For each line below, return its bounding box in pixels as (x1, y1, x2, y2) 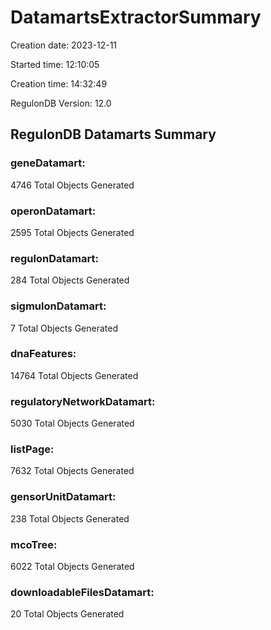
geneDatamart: (10, 156, 86, 170)
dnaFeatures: (10, 347, 77, 361)
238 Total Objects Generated (10, 512, 130, 525)
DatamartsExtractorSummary (10, 6, 262, 29)
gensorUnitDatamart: (10, 490, 117, 504)
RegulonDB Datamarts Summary (10, 126, 217, 143)
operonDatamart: (10, 204, 97, 218)
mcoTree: (10, 537, 58, 551)
